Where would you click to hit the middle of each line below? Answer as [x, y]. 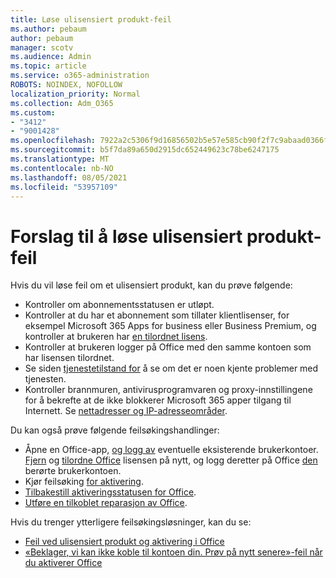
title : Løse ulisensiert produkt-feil [91, 19]
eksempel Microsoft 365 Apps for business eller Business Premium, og [170, 326]
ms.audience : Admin [51, 57]
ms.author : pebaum [48, 29]
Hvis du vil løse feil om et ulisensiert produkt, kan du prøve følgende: [151, 285]
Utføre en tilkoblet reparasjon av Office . [106, 503]
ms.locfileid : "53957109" [64, 187]
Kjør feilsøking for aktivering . [84, 482]
